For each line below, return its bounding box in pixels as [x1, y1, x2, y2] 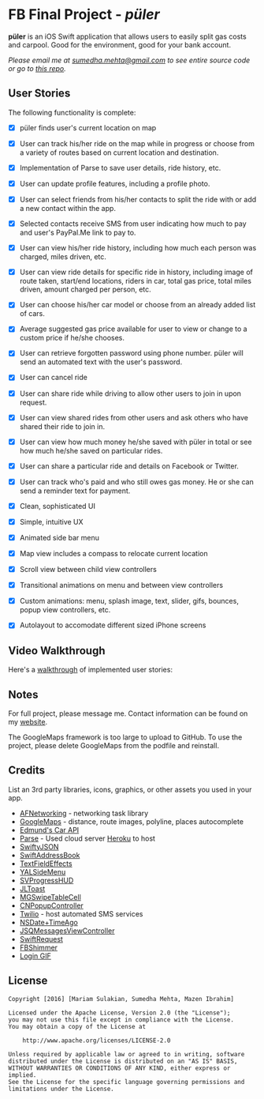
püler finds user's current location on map [19, 122, 157, 132]
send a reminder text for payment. [19, 486, 131, 495]
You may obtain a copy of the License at [8, 1022, 147, 1030]
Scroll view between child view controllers [19, 565, 158, 574]
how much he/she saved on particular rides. [19, 446, 163, 455]
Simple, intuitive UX [19, 517, 84, 526]
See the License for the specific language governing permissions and [8, 1078, 245, 1086]
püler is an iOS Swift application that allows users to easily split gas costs [8, 32, 247, 41]
